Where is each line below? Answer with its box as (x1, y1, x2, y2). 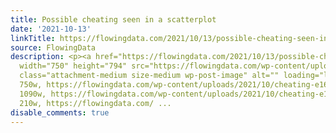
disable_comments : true (10, 107, 110, 118)
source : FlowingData (10, 42, 97, 53)
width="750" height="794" (19, 61, 128, 71)
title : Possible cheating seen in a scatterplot (10, 14, 217, 25)
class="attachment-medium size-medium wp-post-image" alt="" (19, 71, 280, 81)
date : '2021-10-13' (10, 24, 92, 34)
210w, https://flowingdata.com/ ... (19, 98, 172, 108)
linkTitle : (10, 33, 56, 43)
